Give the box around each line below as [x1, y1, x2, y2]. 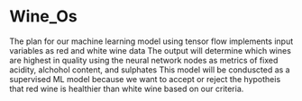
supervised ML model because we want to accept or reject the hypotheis [9, 73, 281, 84]
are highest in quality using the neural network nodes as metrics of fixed [9, 55, 279, 65]
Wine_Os [9, 6, 78, 27]
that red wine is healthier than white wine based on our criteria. [9, 83, 244, 94]
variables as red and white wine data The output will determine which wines [9, 45, 291, 55]
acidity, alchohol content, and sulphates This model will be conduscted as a [9, 64, 290, 75]
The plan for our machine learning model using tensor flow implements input [9, 36, 294, 46]
